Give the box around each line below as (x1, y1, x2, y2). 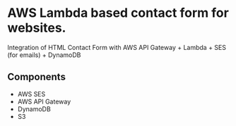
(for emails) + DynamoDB (7, 51, 81, 59)
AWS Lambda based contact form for (7, 5, 230, 21)
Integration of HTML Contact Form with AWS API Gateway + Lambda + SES (7, 43, 226, 51)
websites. (7, 20, 66, 36)
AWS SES (17, 89, 46, 98)
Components (7, 71, 66, 83)
